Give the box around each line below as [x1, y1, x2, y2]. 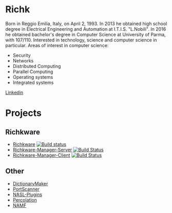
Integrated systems [12, 79, 54, 86]
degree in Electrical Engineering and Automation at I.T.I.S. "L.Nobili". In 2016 [5, 26, 166, 32]
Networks [12, 57, 34, 63]
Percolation [12, 197, 37, 203]
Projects [5, 108, 42, 119]
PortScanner [12, 186, 40, 192]
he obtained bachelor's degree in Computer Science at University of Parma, [5, 31, 166, 37]
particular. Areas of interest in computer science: [5, 42, 109, 48]
